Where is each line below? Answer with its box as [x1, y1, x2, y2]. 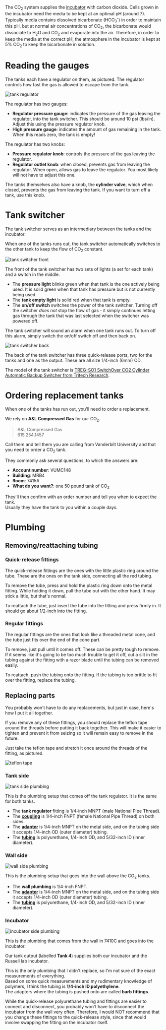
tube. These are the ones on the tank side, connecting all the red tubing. [5, 573, 153, 579]
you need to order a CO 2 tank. [5, 447, 67, 453]
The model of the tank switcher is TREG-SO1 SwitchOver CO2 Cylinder [5, 367, 150, 373]
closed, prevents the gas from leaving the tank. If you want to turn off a [5, 187, 151, 193]
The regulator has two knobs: [5, 141, 65, 147]
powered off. [12, 318, 39, 324]
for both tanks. [5, 798, 36, 804]
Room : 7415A [12, 477, 40, 483]
